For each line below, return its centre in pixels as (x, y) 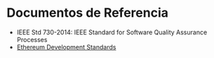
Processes (32, 39)
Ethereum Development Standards (66, 47)
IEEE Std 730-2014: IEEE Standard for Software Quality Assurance (112, 32)
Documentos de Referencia (88, 13)
